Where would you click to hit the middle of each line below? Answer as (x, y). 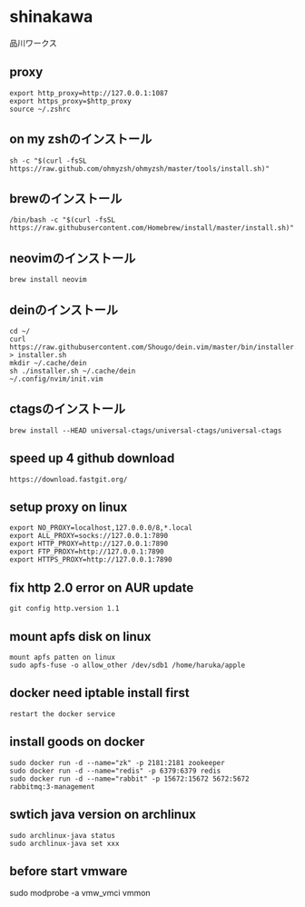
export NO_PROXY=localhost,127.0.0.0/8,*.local (101, 528)
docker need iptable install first (99, 693)
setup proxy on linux (69, 508)
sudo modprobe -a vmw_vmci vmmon (80, 893)
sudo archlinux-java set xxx (64, 843)
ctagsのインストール (67, 409)
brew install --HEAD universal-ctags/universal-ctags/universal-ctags (146, 430)
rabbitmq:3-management (52, 787)
